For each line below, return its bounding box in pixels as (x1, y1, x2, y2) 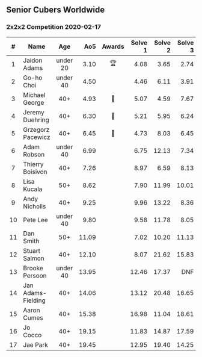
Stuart (23, 246, 41, 255)
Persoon (23, 271, 47, 279)
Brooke (23, 264, 43, 272)
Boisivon (23, 167, 47, 176)
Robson (23, 150, 45, 158)
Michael (23, 90, 46, 99)
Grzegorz (23, 125, 50, 134)
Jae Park (23, 340, 48, 349)
